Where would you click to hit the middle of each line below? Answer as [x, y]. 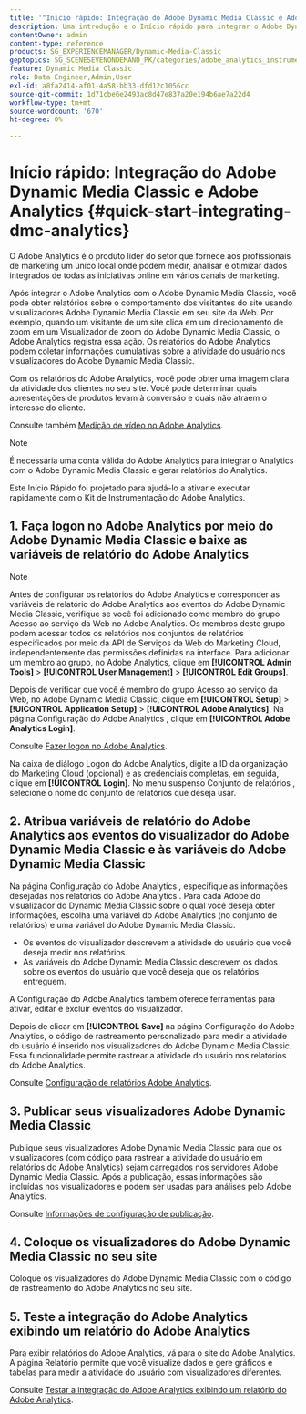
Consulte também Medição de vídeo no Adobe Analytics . [117, 426]
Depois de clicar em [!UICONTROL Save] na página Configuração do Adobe [152, 1026]
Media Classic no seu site [83, 1256]
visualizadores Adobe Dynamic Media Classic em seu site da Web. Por [142, 313]
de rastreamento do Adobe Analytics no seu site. [101, 1288]
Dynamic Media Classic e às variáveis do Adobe [148, 850]
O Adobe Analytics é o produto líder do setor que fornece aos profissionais [150, 256]
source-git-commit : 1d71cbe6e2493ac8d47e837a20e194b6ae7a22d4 [130, 94]
